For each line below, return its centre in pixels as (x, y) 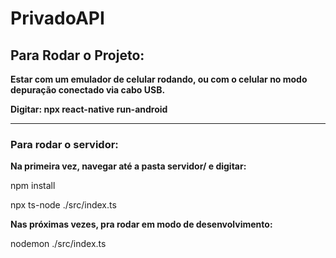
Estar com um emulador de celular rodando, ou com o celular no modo (159, 79)
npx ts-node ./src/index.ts (63, 205)
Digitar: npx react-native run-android (89, 109)
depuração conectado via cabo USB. (88, 90)
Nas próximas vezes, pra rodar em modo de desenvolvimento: (141, 224)
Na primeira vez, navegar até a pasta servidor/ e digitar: (128, 166)
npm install (33, 186)
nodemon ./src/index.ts (58, 244)
